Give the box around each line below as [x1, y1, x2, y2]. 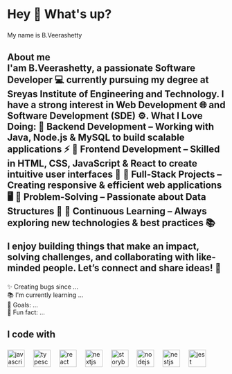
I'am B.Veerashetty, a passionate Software [7, 62, 196, 74]
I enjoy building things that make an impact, [7, 240, 199, 252]
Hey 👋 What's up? [7, 6, 112, 22]
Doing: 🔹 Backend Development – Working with [7, 121, 215, 133]
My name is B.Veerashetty [7, 31, 82, 40]
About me [7, 51, 51, 63]
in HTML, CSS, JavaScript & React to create [7, 158, 197, 169]
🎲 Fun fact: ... [7, 308, 45, 316]
